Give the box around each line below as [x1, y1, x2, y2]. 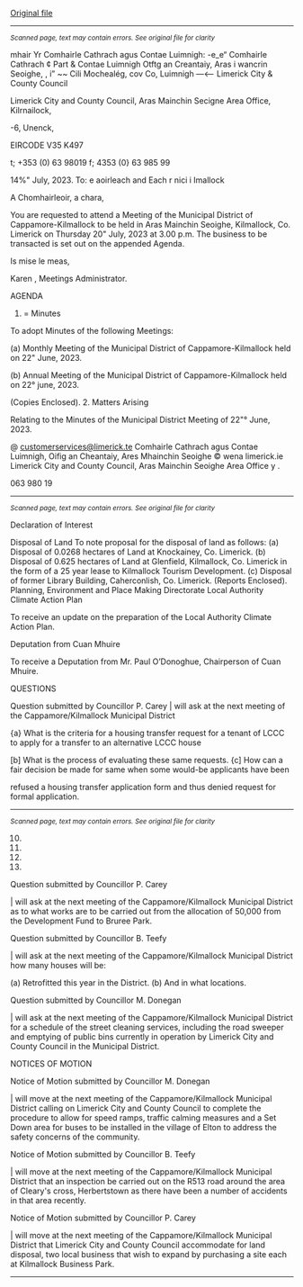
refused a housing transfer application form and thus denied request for [10, 782, 277, 792]
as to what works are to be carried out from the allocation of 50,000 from [10, 906, 281, 916]
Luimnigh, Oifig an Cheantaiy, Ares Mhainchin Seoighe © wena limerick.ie [10, 451, 284, 462]
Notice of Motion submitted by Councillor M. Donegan [10, 1075, 210, 1086]
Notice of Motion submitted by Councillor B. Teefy [10, 1149, 196, 1159]
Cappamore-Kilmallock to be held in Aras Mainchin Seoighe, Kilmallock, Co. [10, 220, 291, 229]
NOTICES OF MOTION [10, 1058, 93, 1069]
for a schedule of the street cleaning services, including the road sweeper [10, 1021, 284, 1032]
